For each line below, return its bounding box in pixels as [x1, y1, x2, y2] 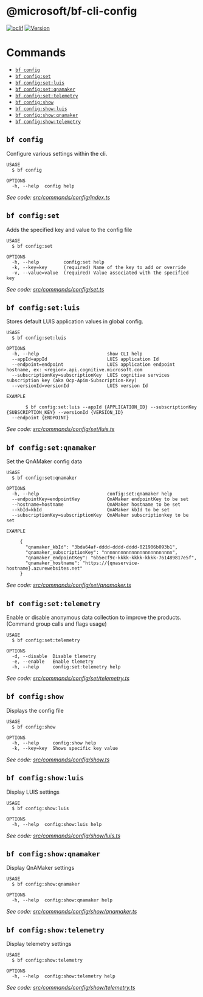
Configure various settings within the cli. [6, 150, 108, 157]
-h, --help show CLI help [12, 351, 143, 357]
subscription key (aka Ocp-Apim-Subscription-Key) [6, 377, 137, 384]
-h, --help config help [12, 183, 75, 189]
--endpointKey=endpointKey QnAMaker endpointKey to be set [12, 496, 189, 503]
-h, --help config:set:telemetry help [12, 663, 121, 670]
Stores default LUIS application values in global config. [6, 318, 144, 325]
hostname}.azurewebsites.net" [6, 565, 83, 572]
